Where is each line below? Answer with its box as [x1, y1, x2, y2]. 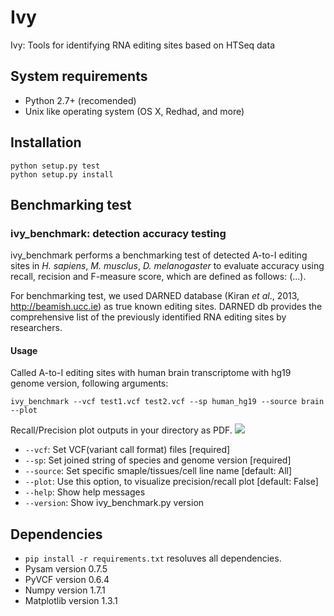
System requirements [10, 68, 148, 85]
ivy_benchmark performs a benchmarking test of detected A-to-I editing [10, 249, 308, 261]
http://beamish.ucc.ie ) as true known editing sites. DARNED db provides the [10, 301, 323, 313]
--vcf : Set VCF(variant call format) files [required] [24, 444, 231, 456]
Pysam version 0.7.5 [24, 563, 108, 575]
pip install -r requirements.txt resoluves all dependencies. [24, 552, 282, 565]
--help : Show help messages [24, 486, 146, 498]
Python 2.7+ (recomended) [24, 94, 137, 106]
